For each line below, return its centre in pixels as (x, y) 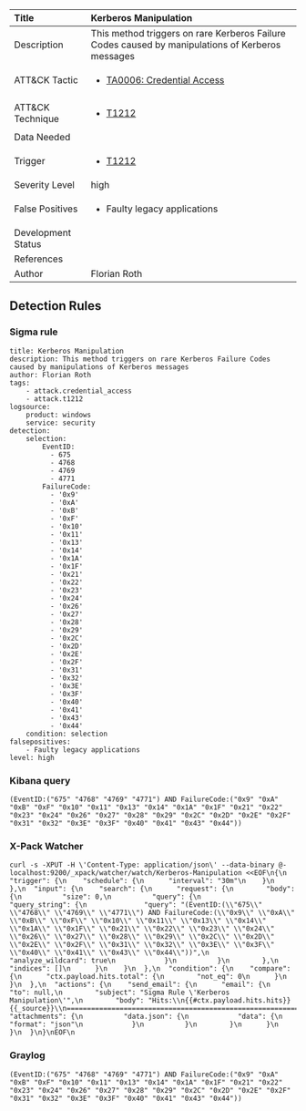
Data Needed (42, 137)
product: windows (59, 415)
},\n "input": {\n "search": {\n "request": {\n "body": (153, 889)
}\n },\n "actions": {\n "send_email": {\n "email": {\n (140, 985)
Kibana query (40, 780)
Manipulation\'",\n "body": (77, 1001)
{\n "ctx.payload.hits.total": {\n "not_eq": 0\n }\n (148, 977)
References (39, 259)
